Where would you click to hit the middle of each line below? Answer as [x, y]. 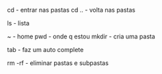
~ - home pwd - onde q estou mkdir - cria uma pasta [81, 36]
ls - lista [18, 23]
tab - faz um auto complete [45, 50]
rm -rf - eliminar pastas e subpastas [58, 63]
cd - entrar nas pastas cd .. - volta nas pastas [71, 10]
